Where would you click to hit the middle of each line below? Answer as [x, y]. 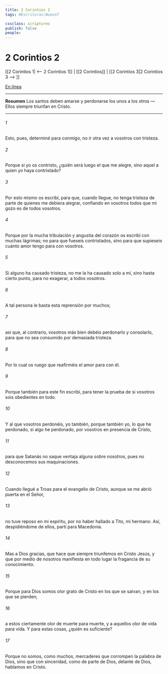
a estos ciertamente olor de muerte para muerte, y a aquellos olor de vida [81, 624]
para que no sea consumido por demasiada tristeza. [59, 338]
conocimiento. [20, 564]
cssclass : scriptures [28, 24]
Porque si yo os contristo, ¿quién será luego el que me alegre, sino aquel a [82, 165]
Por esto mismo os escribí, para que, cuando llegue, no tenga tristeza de [80, 197]
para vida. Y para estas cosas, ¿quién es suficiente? [59, 629]
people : [13, 33]
